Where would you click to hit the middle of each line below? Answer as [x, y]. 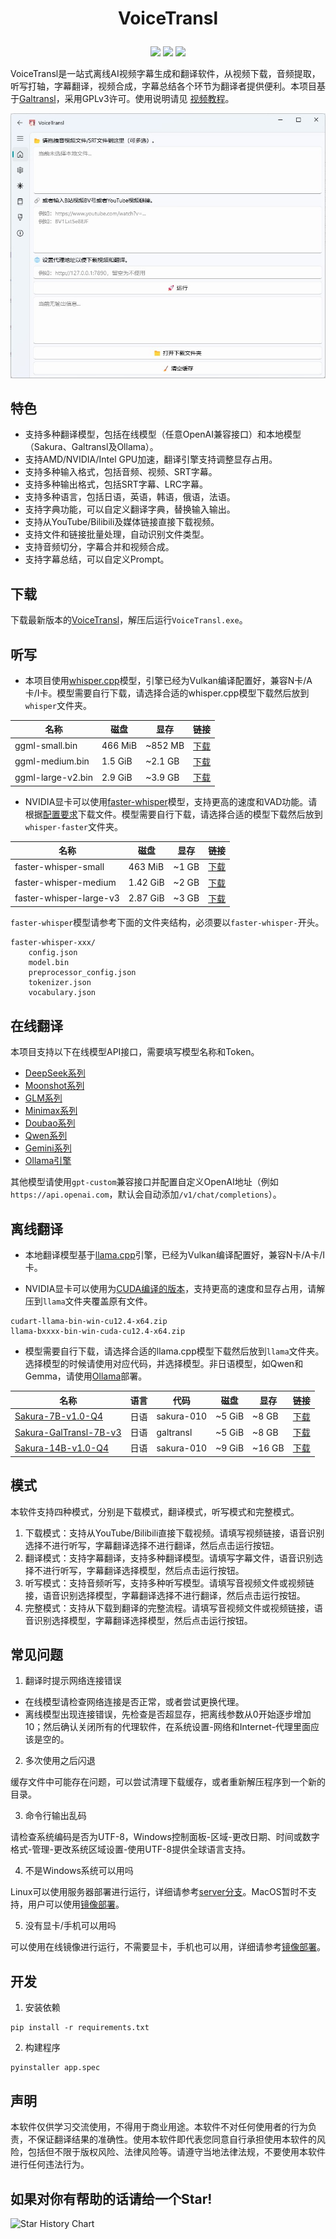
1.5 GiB [117, 761]
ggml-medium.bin [52, 761]
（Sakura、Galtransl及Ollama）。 [91, 447]
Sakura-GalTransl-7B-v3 [68, 1432]
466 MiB [119, 746]
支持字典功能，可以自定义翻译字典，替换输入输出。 [130, 509]
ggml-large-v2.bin [53, 777]
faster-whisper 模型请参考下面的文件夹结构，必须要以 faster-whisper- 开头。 [167, 923]
